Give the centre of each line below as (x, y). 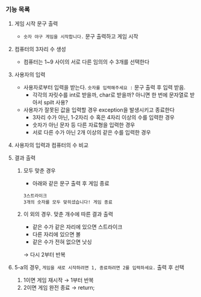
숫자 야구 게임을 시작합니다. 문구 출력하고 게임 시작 (81, 37)
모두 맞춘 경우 (39, 171)
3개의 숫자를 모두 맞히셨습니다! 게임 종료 (68, 202)
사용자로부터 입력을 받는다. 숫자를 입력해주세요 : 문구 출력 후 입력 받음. (104, 88)
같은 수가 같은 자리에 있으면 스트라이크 (77, 227)
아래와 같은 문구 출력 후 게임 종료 (71, 184)
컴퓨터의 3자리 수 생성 (40, 49)
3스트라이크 (35, 196)
